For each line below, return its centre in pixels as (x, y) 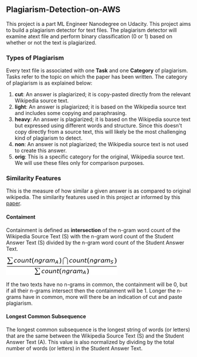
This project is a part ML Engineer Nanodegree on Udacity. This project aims (98, 23)
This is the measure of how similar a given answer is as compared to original (98, 191)
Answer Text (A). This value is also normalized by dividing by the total (90, 342)
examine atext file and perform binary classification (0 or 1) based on (89, 36)
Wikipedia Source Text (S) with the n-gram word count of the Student (90, 236)
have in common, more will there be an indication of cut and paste (103, 297)
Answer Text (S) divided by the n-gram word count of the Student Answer (95, 243)
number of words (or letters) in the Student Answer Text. (74, 348)
